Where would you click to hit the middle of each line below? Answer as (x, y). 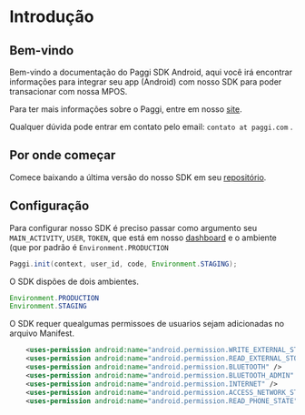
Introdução (52, 17)
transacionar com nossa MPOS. (69, 91)
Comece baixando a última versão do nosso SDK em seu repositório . (138, 177)
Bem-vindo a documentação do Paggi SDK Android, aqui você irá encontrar (151, 72)
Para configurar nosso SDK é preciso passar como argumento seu (133, 228)
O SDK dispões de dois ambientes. (74, 281)
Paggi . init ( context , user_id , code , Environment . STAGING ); (123, 264)
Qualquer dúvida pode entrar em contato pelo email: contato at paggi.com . (151, 127)
